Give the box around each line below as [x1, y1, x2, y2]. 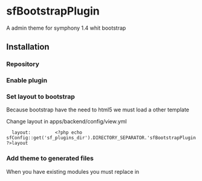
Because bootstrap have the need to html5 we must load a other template [6, 106, 189, 113]
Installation [6, 42, 50, 52]
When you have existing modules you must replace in [6, 168, 140, 175]
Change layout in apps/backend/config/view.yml [6, 118, 127, 125]
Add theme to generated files [6, 154, 94, 163]
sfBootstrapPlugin [6, 4, 100, 18]
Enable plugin [6, 76, 47, 85]
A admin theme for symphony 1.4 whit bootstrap [6, 24, 126, 31]
